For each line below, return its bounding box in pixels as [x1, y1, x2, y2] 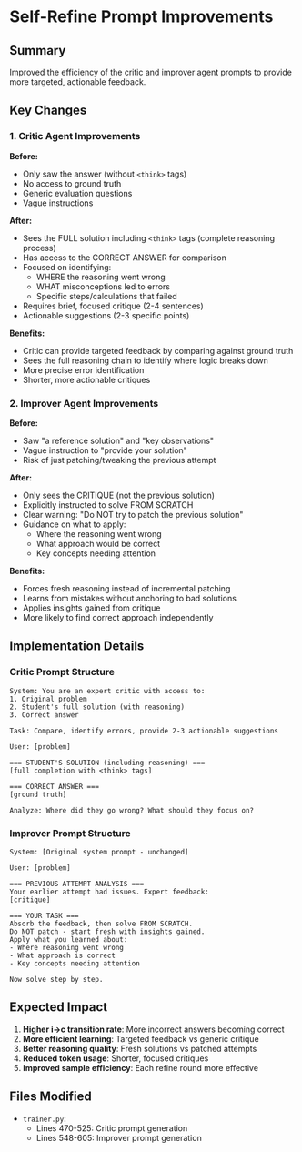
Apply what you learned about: [9, 935, 128, 944]
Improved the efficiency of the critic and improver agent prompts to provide [9, 66, 293, 77]
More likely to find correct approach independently [22, 611, 214, 622]
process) [22, 242, 56, 253]
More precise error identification [22, 364, 145, 375]
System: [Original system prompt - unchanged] [9, 847, 189, 856]
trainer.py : [22, 1113, 66, 1124]
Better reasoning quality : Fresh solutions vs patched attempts [22, 1043, 257, 1054]
